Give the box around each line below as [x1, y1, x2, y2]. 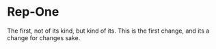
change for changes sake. [7, 33, 81, 42]
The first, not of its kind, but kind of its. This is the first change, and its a [7, 27, 210, 35]
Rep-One [7, 4, 59, 20]
